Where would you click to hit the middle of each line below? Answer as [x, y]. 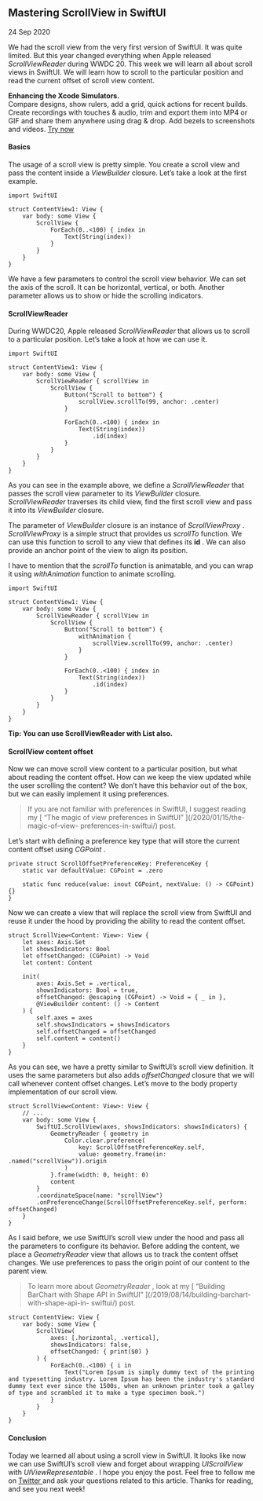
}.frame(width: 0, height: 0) [99, 1175]
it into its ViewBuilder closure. [56, 511]
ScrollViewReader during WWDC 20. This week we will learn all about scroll [130, 64]
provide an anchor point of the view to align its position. [98, 551]
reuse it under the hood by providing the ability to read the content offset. [127, 921]
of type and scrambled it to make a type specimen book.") [107, 1393]
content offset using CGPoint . [57, 849]
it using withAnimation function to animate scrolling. [92, 574]
